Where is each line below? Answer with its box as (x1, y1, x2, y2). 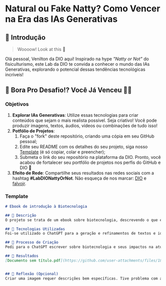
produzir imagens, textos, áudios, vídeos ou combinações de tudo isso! (12, 122, 158, 129)
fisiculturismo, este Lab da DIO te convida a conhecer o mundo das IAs (5, 61, 150, 67)
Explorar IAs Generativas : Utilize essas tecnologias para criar (12, 112, 139, 118)
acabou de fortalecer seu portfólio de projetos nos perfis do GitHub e (19, 159, 161, 165)
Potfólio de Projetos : (12, 128, 55, 134)
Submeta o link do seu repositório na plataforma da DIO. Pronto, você (19, 154, 161, 160)
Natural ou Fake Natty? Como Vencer (5, 3, 161, 14)
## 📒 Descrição (5, 213, 37, 218)
